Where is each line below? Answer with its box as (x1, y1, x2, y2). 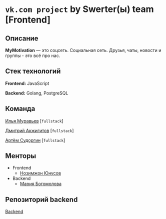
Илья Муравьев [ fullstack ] (5, 117, 63, 123)
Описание (5, 34, 38, 42)
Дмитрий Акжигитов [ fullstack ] (5, 127, 74, 133)
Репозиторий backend (5, 195, 78, 203)
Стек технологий (5, 67, 61, 75)
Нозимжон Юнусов (19, 170, 61, 176)
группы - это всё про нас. (5, 52, 60, 58)
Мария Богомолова (19, 181, 61, 187)
